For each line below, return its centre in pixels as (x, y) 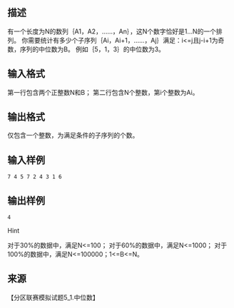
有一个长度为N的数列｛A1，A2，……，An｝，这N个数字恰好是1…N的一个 (112, 31)
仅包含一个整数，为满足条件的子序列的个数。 (73, 135)
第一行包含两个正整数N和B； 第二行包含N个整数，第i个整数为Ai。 (103, 92)
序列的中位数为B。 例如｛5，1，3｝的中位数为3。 (92, 49)
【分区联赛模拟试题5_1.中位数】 (53, 297)
